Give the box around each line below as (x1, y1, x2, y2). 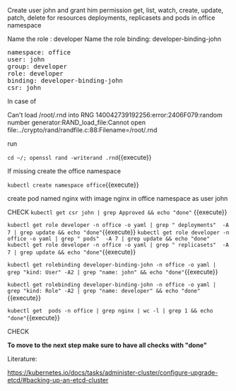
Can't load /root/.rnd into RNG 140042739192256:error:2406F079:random (7, 111, 223, 119)
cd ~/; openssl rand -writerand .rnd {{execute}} (7, 153, 152, 161)
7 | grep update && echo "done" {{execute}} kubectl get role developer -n (7, 228, 230, 236)
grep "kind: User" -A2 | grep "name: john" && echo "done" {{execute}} (7, 268, 218, 276)
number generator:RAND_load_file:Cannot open (7, 118, 146, 127)
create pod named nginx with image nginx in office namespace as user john (7, 194, 228, 202)
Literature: (7, 355, 37, 363)
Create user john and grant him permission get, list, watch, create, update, (7, 6, 224, 14)
